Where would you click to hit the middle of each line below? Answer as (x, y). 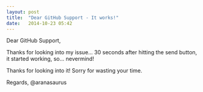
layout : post (23, 12)
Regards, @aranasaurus (37, 82)
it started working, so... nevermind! (50, 59)
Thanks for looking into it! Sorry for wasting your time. (74, 71)
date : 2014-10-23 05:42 (39, 23)
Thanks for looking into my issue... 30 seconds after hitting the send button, (102, 52)
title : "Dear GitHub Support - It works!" (63, 18)
